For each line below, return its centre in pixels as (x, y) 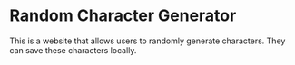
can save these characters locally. (73, 50)
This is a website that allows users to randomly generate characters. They (147, 41)
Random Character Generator (123, 16)
